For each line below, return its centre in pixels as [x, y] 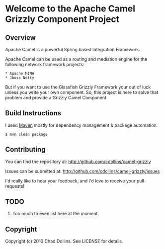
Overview [21, 38]
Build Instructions [33, 113]
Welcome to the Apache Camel [70, 9]
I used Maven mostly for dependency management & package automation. [82, 125]
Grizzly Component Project [62, 19]
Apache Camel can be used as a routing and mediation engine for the [76, 59]
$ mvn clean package [27, 134]
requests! [15, 186]
